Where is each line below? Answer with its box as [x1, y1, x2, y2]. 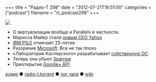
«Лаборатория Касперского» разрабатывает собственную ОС [12, 51, 148, 56]
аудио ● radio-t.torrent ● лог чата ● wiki [5, 71, 94, 77]
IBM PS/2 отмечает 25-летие [12, 40, 75, 46]
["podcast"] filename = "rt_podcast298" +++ [5, 10, 99, 16]
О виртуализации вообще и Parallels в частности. [12, 29, 120, 35]
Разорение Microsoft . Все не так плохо [12, 45, 97, 51]
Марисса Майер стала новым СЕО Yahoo [12, 34, 102, 40]
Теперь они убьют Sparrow [12, 56, 71, 62]
